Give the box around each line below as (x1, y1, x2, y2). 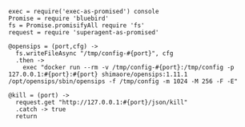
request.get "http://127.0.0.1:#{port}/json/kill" (15, 98, 188, 106)
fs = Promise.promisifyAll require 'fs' (8, 22, 146, 30)
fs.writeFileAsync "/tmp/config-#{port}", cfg (15, 50, 174, 58)
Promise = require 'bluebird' (8, 14, 110, 22)
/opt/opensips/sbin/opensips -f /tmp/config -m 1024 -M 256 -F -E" (8, 77, 239, 85)
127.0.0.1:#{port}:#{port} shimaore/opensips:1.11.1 (8, 70, 188, 78)
